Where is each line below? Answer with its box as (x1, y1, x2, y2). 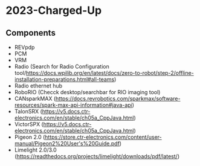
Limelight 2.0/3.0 (14, 146, 57, 153)
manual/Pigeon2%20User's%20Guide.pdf (14, 140, 120, 147)
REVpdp (14, 43, 35, 51)
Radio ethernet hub (14, 82, 63, 89)
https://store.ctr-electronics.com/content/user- (44, 133, 162, 141)
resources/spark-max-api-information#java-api (14, 101, 132, 109)
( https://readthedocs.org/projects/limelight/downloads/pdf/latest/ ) (14, 153, 179, 160)
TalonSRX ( (14, 108, 43, 115)
